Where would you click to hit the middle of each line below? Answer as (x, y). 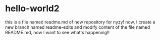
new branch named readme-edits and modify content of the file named (78, 27)
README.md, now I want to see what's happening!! (57, 32)
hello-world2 (32, 9)
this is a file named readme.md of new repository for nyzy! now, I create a (80, 22)
